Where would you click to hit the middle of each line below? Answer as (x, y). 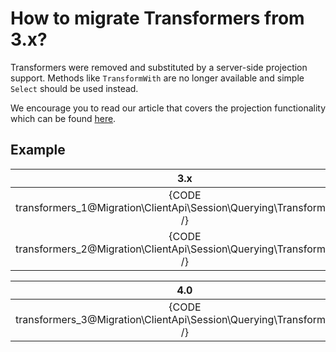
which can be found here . (63, 118)
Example (38, 150)
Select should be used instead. (74, 88)
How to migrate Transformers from (157, 18)
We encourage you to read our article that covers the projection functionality (168, 108)
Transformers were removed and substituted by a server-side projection (159, 67)
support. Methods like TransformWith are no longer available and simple (157, 78)
